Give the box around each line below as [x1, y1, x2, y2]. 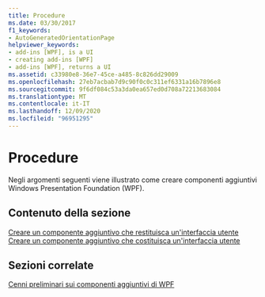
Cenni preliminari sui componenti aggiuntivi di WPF [8, 280, 175, 289]
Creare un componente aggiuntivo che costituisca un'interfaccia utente [8, 235, 240, 246]
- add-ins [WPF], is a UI [8, 48, 93, 56]
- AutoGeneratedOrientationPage [8, 33, 115, 42]
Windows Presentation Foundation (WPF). [8, 183, 145, 192]
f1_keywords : [8, 26, 51, 34]
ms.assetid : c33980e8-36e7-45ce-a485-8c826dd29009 [8, 70, 179, 78]
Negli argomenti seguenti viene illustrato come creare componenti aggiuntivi [8, 175, 257, 185]
